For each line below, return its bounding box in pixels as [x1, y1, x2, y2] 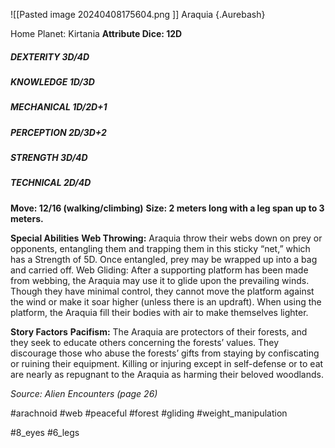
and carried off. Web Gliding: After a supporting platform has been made [10, 264, 309, 276]
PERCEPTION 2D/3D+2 [10, 126, 107, 138]
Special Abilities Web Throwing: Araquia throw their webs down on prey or [10, 232, 323, 244]
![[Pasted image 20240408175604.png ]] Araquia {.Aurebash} [10, 9, 266, 20]
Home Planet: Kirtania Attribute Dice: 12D [10, 28, 183, 39]
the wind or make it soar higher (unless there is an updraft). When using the [10, 295, 322, 308]
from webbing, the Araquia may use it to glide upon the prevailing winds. [10, 274, 310, 286]
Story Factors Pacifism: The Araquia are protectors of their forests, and [10, 325, 308, 338]
